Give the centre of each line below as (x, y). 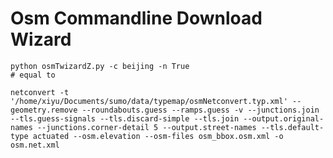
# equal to (33, 75)
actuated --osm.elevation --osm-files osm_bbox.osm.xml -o (158, 136)
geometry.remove (44, 110)
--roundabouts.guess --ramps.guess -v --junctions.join (200, 110)
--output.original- (284, 118)
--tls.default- (292, 127)
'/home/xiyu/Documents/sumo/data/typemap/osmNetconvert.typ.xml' (149, 101)
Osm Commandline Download (136, 18)
